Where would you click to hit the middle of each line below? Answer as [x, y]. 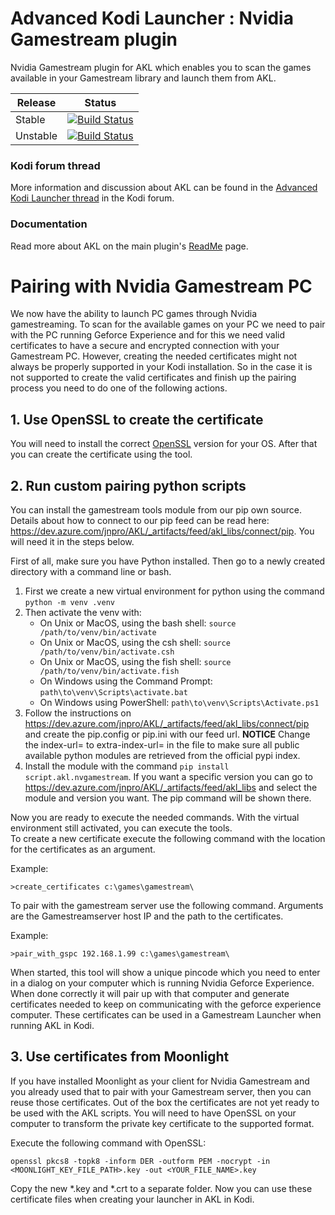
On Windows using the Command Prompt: [126, 681]
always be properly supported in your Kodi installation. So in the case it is [161, 367]
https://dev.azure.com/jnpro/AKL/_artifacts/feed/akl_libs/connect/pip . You [162, 531]
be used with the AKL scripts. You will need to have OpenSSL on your [153, 1113]
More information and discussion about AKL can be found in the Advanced [164, 188]
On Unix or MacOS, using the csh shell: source [135, 643]
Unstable [36, 135]
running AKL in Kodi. [52, 1026]
